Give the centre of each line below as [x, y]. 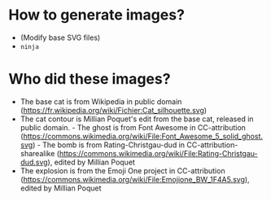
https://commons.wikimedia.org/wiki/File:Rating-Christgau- [158, 153]
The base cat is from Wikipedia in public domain [101, 101]
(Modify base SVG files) [60, 37]
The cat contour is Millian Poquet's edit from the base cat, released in [137, 119]
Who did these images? [90, 79]
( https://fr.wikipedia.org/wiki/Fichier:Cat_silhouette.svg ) [114, 110]
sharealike [37, 153]
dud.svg [34, 162]
